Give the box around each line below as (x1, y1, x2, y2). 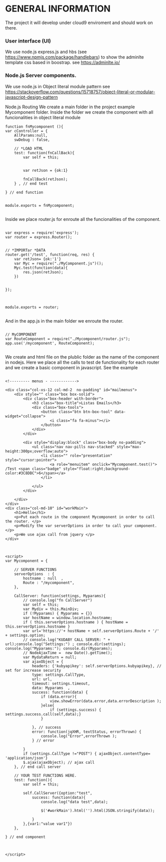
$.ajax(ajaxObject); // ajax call (23, 760, 95, 765)
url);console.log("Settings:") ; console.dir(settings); (5, 642, 126, 647)
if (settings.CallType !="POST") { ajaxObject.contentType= (23, 751, 151, 756)
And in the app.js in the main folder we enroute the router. (5, 318, 124, 324)
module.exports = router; (5, 305, 59, 310)
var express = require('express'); (5, 230, 79, 235)
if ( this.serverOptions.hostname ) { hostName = (23, 620, 128, 625)
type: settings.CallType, (31, 672, 86, 677)
